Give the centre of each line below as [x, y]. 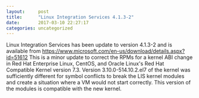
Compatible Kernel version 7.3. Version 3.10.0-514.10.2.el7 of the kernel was [98, 70]
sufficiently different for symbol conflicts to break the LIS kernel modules [95, 76]
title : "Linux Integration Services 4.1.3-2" [70, 17]
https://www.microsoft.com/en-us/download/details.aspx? [113, 51]
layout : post [28, 12]
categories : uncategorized [40, 28]
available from [23, 51]
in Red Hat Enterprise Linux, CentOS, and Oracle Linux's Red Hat [85, 64]
